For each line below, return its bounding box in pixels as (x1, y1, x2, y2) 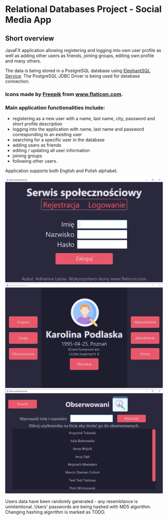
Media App (5, 14, 51, 26)
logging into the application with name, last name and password (12, 126, 144, 132)
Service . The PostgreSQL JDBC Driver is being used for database (5, 73, 140, 79)
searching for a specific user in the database (12, 137, 105, 143)
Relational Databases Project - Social (5, 4, 162, 15)
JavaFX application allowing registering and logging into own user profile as (5, 48, 161, 53)
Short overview (5, 34, 54, 43)
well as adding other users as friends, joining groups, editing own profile (5, 53, 154, 59)
